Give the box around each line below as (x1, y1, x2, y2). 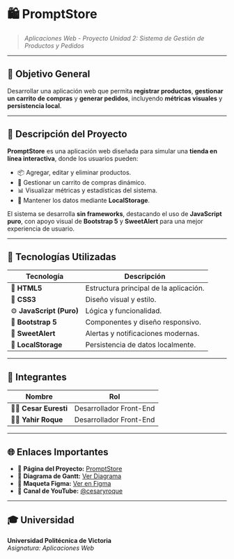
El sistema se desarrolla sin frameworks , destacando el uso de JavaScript (7, 209, 222, 217)
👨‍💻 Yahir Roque (10, 415, 63, 424)
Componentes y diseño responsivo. (85, 317, 201, 327)
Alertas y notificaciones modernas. (85, 329, 200, 339)
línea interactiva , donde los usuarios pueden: (7, 154, 139, 162)
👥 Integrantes (7, 371, 68, 383)
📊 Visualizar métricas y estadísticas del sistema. (17, 186, 158, 194)
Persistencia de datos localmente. (85, 340, 196, 350)
